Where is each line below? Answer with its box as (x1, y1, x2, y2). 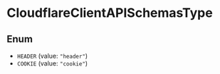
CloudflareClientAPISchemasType (6, 5, 213, 21)
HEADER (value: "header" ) (16, 51, 88, 60)
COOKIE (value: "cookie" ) (16, 59, 88, 68)
